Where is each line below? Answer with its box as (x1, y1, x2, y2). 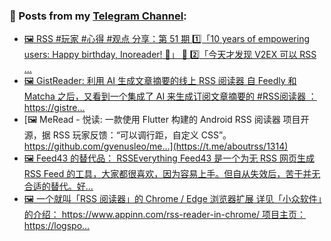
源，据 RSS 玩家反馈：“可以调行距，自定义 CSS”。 (23, 129, 232, 141)
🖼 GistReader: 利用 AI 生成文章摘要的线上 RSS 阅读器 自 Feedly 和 (23, 75, 297, 87)
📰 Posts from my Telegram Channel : (9, 9, 187, 23)
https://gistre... (23, 102, 86, 114)
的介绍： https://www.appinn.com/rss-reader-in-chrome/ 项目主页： (23, 209, 307, 221)
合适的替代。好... (23, 180, 94, 193)
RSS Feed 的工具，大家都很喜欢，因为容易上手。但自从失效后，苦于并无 (23, 168, 321, 180)
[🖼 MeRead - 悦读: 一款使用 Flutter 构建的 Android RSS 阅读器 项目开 (23, 114, 310, 126)
